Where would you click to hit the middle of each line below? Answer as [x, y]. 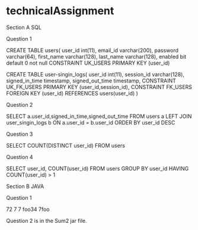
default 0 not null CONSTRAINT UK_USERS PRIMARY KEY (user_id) [88, 63]
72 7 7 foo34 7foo [28, 209]
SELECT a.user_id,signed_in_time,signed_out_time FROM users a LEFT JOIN [99, 116]
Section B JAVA [25, 186]
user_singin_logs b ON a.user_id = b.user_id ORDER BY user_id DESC [91, 122]
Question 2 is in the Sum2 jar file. [47, 221]
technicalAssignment [60, 11]
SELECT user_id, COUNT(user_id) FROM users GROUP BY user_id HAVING [98, 168]
